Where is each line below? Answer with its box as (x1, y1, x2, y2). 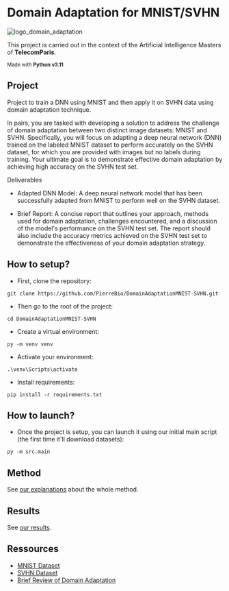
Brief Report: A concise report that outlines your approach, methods (16, 209, 209, 217)
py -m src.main (7, 448, 51, 455)
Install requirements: (16, 378, 75, 386)
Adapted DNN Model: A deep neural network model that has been (16, 189, 203, 197)
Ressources (7, 543, 59, 555)
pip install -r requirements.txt (7, 391, 103, 398)
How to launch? (7, 409, 75, 421)
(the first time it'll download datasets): (16, 435, 124, 444)
